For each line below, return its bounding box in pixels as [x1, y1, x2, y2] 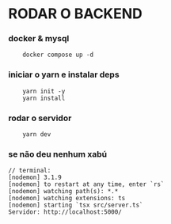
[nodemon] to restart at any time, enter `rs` [8, 180, 165, 188]
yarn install [22, 94, 66, 102]
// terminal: [8, 167, 51, 175]
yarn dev [22, 131, 51, 139]
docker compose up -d [22, 51, 93, 59]
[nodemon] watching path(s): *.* [8, 188, 119, 196]
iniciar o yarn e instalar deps [8, 69, 120, 80]
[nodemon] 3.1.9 [8, 173, 62, 182]
